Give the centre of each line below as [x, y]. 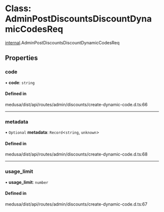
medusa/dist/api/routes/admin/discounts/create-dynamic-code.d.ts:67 [76, 204]
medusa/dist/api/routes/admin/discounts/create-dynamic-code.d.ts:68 [76, 154]
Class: [18, 9]
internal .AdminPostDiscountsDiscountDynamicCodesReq [62, 42]
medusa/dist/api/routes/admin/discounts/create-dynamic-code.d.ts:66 [76, 104]
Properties [21, 58]
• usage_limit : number [27, 182]
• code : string [20, 82]
